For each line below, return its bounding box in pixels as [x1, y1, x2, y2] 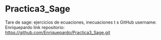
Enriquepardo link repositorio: [5, 24, 65, 30]
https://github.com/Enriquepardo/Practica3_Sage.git [5, 29, 111, 35]
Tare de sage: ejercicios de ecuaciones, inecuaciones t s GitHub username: [5, 19, 157, 25]
